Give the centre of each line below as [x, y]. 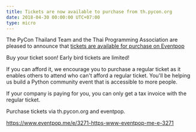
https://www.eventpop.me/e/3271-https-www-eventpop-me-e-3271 [90, 123]
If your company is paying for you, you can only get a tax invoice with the [97, 94]
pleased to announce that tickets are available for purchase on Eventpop [96, 46]
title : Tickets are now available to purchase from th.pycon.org [89, 12]
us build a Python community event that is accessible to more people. [92, 82]
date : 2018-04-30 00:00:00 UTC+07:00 [53, 17]
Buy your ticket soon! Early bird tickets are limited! [68, 58]
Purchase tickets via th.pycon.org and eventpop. [66, 112]
